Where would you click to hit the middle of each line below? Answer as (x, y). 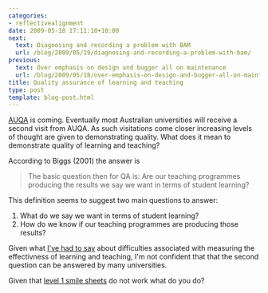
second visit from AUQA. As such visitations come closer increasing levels (130, 129)
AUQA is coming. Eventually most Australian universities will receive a (123, 120)
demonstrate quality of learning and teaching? (84, 145)
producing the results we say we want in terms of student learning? (138, 185)
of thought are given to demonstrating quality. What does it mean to (120, 137)
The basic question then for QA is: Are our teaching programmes (134, 176)
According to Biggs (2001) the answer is (74, 161)
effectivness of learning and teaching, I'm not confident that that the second (134, 257)
